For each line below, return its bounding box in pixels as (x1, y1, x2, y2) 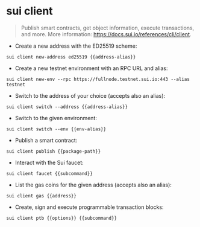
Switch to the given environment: (14, 114, 98, 121)
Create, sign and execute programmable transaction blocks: (14, 203, 164, 211)
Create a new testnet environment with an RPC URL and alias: (14, 65, 168, 72)
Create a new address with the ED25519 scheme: (14, 42, 137, 50)
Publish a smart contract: (14, 136, 78, 144)
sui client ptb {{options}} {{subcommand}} (6, 215, 117, 221)
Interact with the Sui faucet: (14, 159, 84, 166)
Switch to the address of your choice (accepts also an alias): (14, 92, 166, 99)
